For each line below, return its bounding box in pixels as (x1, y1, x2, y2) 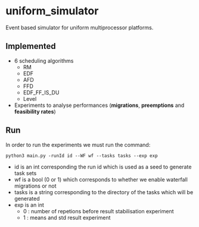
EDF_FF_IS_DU (23, 88, 60, 96)
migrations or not (14, 182, 57, 189)
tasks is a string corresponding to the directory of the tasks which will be (14, 188, 194, 195)
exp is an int (14, 201, 44, 208)
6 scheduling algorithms (14, 57, 74, 64)
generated (14, 195, 40, 202)
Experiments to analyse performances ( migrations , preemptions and (14, 102, 185, 109)
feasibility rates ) (14, 108, 56, 115)
